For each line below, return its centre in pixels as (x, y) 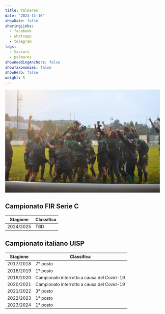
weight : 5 (15, 78)
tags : (11, 47)
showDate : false (22, 21)
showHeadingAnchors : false (33, 62)
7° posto (44, 264)
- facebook (21, 31)
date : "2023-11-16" (25, 15)
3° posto (44, 291)
